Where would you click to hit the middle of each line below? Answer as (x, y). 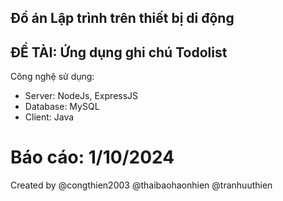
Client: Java (49, 117)
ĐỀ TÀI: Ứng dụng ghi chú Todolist (119, 52)
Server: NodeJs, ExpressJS (81, 96)
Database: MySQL (62, 107)
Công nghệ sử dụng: (52, 77)
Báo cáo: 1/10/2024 (92, 157)
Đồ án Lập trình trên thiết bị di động (122, 18)
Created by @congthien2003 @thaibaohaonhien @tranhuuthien (141, 185)
